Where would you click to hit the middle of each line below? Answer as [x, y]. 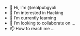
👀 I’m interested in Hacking [37, 13]
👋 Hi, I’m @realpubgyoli [33, 8]
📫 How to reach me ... [32, 28]
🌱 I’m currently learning [33, 18]
